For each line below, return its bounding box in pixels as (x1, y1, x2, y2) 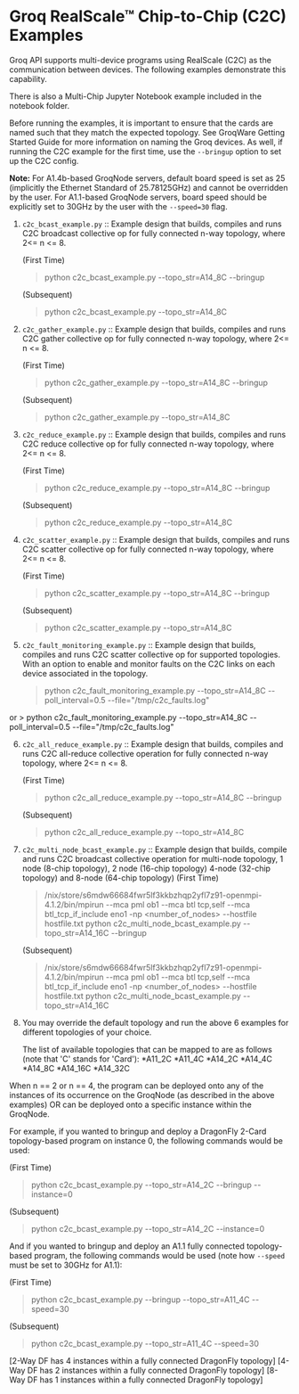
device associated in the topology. (21, 668, 149, 678)
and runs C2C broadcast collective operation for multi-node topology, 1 (21, 853, 284, 864)
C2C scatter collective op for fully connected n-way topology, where (21, 544, 274, 554)
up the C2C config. (9, 155, 79, 166)
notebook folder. (9, 100, 69, 111)
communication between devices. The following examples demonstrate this (9, 64, 287, 75)
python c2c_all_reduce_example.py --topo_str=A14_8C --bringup (44, 791, 282, 803)
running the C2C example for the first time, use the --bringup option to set (9, 145, 282, 157)
